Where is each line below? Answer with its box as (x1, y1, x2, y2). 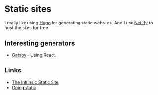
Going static (11, 84, 36, 90)
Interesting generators (4, 39, 75, 47)
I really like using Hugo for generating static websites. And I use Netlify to (4, 20, 153, 25)
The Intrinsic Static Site (11, 79, 59, 85)
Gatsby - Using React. (11, 52, 56, 58)
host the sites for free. (4, 24, 50, 30)
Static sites (4, 3, 52, 15)
